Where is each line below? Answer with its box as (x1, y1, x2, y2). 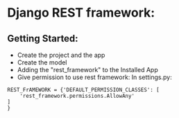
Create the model (17, 58, 67, 67)
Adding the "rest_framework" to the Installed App (17, 66, 158, 74)
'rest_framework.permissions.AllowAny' (19, 92, 135, 99)
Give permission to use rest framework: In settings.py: (17, 73, 172, 81)
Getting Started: (7, 33, 78, 44)
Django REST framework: (7, 5, 155, 21)
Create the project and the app (17, 51, 105, 59)
